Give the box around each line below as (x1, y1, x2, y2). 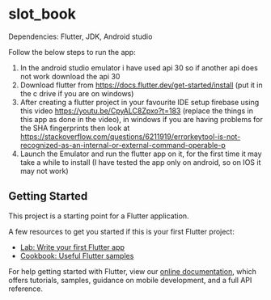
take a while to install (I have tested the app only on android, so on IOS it (19, 157, 261, 167)
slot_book (8, 5, 77, 23)
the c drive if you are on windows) (19, 88, 134, 98)
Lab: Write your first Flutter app (19, 242, 125, 251)
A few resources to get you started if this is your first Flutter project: (8, 226, 235, 236)
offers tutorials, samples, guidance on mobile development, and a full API (8, 275, 252, 285)
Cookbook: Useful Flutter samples (19, 251, 134, 260)
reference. (8, 284, 43, 294)
